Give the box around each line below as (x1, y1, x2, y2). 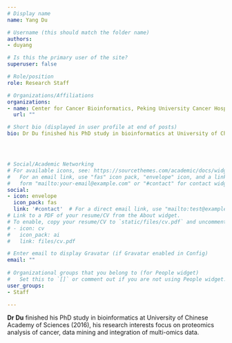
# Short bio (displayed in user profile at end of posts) (7, 124, 177, 131)
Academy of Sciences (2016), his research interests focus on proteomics (7, 321, 215, 329)
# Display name (7, 10, 51, 17)
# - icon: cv (7, 225, 45, 232)
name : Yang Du (7, 17, 48, 23)
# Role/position (7, 73, 54, 80)
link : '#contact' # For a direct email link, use (13, 206, 162, 213)
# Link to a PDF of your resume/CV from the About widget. (7, 212, 181, 219)
